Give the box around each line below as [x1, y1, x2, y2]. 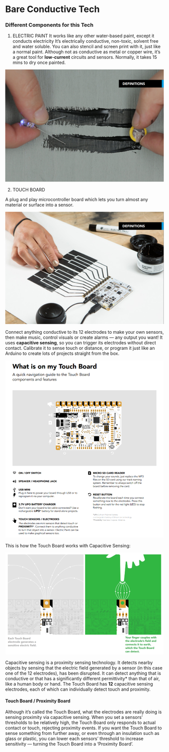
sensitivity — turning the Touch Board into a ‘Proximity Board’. [5, 741, 133, 747]
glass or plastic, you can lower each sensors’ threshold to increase [5, 735, 144, 742]
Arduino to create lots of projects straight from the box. [5, 350, 120, 356]
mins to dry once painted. [12, 59, 66, 66]
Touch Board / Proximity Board [5, 698, 70, 704]
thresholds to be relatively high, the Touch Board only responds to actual [5, 720, 156, 726]
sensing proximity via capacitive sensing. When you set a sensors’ [5, 714, 143, 720]
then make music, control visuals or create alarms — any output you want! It [5, 334, 163, 340]
